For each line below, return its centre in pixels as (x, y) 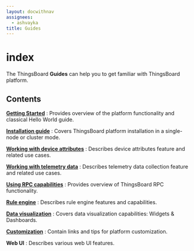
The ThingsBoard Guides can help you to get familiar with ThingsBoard (93, 74)
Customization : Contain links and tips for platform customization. (87, 231)
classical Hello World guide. (40, 120)
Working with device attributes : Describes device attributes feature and (96, 149)
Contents (24, 99)
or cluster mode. (40, 137)
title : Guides (24, 28)
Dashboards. (22, 220)
